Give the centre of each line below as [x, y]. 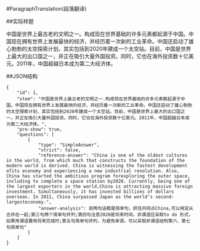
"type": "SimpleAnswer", [69, 145]
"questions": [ [36, 135]
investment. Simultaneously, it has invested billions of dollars [90, 192]
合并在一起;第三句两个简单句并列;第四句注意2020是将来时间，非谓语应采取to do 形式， [100, 215]
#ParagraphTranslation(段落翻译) [46, 9]
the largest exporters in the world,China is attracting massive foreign [100, 186]
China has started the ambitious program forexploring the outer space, [98, 176]
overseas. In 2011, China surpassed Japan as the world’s [79, 197]
